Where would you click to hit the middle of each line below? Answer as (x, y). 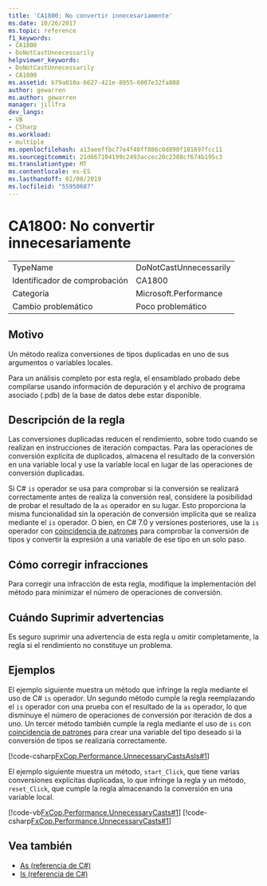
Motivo (26, 335)
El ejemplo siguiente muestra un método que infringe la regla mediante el (128, 689)
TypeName (33, 267)
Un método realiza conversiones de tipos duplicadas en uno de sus (119, 354)
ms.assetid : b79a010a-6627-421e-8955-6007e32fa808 (94, 82)
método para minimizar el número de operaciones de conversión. (116, 593)
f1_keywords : (30, 38)
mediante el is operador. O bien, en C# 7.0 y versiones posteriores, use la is (134, 522)
